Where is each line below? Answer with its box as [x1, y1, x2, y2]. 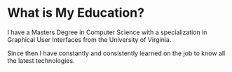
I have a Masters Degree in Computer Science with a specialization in [7, 28, 207, 36]
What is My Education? [7, 5, 145, 21]
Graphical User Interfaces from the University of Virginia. [7, 35, 172, 43]
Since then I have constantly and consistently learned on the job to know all [7, 49, 226, 57]
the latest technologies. [7, 56, 75, 64]
